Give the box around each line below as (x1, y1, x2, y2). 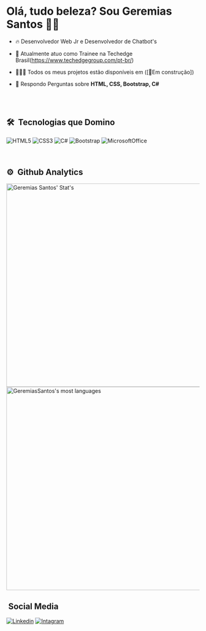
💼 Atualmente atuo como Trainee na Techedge (15, 50, 133, 57)
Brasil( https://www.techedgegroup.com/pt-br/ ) (15, 56, 134, 64)
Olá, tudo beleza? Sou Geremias (6, 4, 173, 18)
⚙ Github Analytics (6, 167, 83, 177)
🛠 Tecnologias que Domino (6, 117, 115, 128)
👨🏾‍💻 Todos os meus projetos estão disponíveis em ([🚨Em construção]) (15, 68, 194, 75)
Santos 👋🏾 (6, 17, 60, 31)
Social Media (8, 601, 59, 611)
